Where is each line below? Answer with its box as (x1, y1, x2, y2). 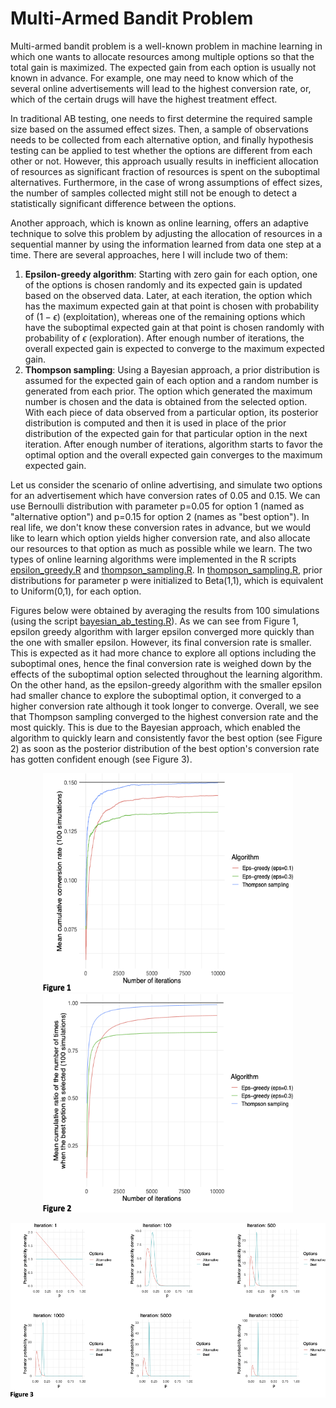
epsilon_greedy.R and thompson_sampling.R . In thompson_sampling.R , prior (10, 563, 323, 576)
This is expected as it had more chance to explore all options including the (10, 647, 317, 659)
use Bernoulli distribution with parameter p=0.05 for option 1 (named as (10, 500, 305, 512)
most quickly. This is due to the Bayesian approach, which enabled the (10, 721, 302, 733)
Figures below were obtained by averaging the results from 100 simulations (10, 604, 320, 616)
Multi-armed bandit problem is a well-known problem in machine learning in (10, 40, 323, 52)
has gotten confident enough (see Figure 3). (10, 753, 193, 765)
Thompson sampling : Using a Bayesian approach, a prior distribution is (24, 363, 320, 376)
